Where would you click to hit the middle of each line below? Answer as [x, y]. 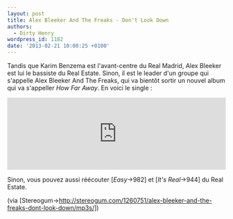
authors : [20, 26]
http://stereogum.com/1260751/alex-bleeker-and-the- [136, 200]
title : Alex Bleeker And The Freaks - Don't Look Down [88, 20]
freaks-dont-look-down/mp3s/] [52, 208]
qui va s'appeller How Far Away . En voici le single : [80, 88]
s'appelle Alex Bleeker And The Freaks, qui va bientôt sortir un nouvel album [116, 80]
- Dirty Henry [34, 33]
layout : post [26, 14]
